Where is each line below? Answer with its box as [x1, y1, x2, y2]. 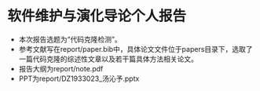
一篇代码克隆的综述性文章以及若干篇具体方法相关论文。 [18, 54, 198, 64]
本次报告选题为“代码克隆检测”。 [18, 35, 123, 44]
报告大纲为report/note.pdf [18, 64, 104, 73]
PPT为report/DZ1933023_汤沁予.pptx [18, 74, 140, 83]
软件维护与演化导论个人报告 [7, 7, 187, 25]
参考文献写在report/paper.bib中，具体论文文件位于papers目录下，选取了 [18, 44, 253, 53]
